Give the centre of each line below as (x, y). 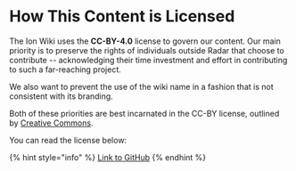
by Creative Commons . (51, 123)
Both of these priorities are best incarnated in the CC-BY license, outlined (144, 113)
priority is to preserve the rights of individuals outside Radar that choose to (147, 50)
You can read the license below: (68, 140)
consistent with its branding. (61, 96)
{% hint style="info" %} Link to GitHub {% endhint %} (108, 157)
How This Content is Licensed (122, 16)
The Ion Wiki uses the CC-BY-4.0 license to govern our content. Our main (145, 41)
